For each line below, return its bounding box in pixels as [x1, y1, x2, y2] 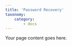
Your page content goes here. [5, 35, 67, 41]
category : [14, 16, 35, 21]
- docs [23, 21, 37, 26]
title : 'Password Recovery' [5, 7, 64, 12]
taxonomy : [5, 12, 26, 17]
